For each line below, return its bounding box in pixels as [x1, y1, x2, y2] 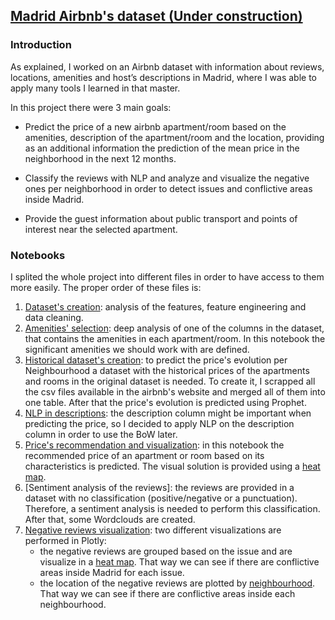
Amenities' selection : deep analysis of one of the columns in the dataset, [24, 322, 325, 334]
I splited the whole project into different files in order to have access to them [10, 270, 325, 283]
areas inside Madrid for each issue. [39, 566, 185, 578]
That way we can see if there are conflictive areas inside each [39, 587, 296, 599]
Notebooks [10, 248, 66, 262]
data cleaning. [24, 311, 84, 323]
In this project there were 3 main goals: [10, 101, 172, 113]
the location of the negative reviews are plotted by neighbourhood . [39, 577, 316, 589]
